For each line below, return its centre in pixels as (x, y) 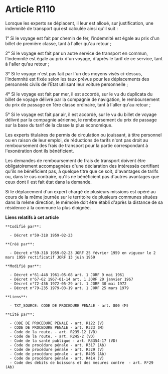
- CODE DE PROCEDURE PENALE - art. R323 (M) (57, 327)
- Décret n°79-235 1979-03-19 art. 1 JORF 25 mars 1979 (69, 288)
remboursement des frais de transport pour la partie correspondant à (77, 145)
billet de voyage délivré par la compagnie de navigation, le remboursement (82, 99)
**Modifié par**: (23, 266)
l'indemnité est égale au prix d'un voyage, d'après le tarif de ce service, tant (84, 58)
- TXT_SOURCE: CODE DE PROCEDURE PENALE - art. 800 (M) (69, 305)
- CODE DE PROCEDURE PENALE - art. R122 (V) (57, 323)
